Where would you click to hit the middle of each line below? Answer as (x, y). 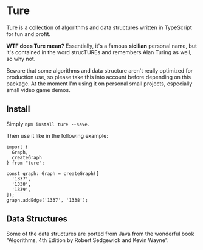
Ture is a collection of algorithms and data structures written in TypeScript (99, 27)
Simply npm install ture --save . (48, 124)
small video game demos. (39, 90)
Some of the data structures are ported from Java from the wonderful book (100, 234)
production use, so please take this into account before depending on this (99, 77)
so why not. (21, 59)
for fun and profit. (28, 34)
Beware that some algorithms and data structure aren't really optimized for (100, 70)
